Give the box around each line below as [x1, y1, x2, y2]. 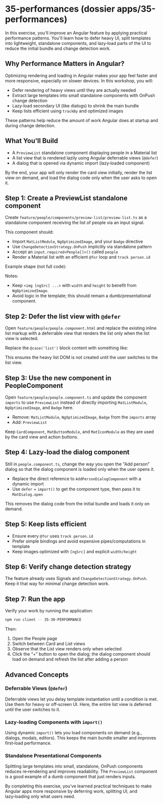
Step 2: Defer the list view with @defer [5, 312, 121, 321]
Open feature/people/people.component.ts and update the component [5, 394, 147, 400]
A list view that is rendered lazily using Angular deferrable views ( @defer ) [12, 155, 158, 161]
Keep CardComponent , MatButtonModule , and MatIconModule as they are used [5, 429, 154, 435]
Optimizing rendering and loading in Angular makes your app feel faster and [5, 72, 157, 79]
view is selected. [5, 336, 39, 342]
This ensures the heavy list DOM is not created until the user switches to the [5, 355, 158, 361]
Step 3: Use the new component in [5, 374, 112, 382]
